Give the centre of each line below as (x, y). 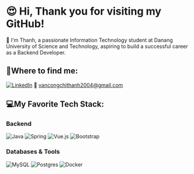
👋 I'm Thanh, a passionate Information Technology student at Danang (90, 40)
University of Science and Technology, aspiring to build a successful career (97, 46)
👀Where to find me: (42, 71)
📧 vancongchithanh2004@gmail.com (78, 85)
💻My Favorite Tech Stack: (55, 104)
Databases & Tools (33, 152)
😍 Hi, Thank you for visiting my (84, 11)
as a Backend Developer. (36, 52)
